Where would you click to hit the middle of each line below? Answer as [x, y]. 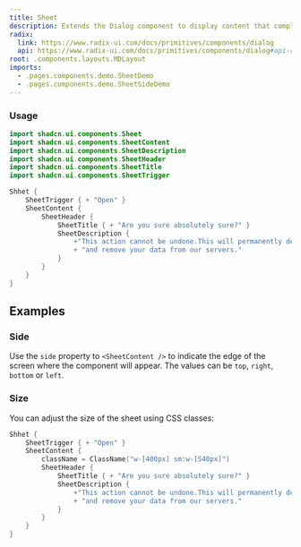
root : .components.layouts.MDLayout [77, 59]
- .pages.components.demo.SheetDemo [86, 76]
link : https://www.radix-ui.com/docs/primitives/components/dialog [146, 43]
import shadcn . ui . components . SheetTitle [86, 167]
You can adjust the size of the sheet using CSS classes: [112, 418]
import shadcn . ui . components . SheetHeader [88, 159]
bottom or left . [37, 375]
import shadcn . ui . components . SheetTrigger [90, 175]
